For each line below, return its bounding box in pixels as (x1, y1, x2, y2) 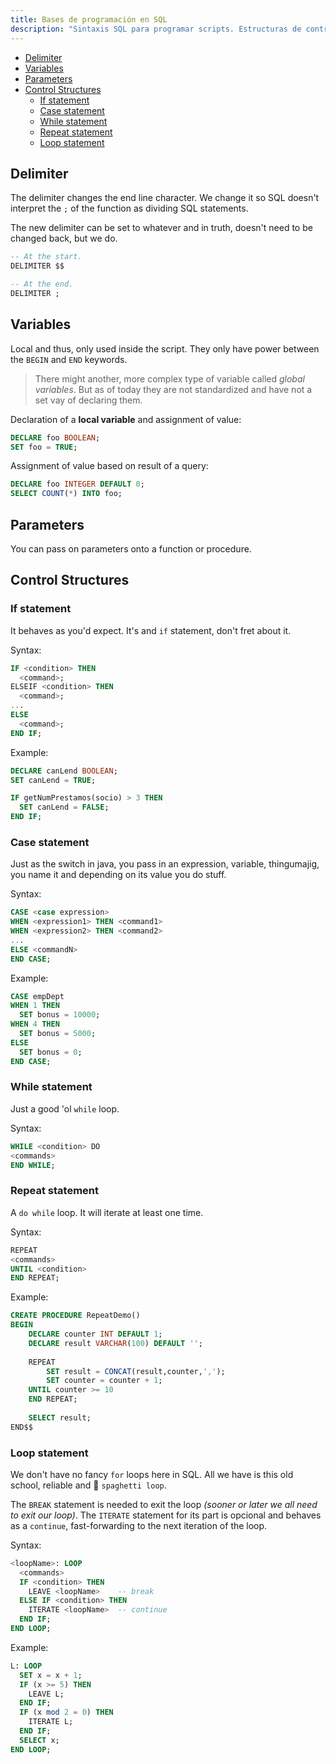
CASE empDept (10, 991, 65, 1001)
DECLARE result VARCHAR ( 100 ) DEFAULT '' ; (28, 1338, 203, 1348)
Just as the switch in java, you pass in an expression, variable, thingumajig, (10, 858, 320, 870)
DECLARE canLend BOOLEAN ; (10, 766, 118, 776)
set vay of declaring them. (34, 394, 143, 406)
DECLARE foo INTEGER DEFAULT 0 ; (10, 479, 145, 490)
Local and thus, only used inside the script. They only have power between (10, 342, 320, 355)
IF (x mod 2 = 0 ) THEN (19, 1707, 114, 1718)
